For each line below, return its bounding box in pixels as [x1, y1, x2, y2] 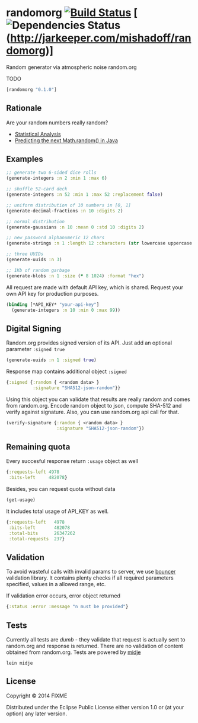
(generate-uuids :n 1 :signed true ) [6, 357, 97, 363]
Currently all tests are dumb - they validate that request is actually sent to [6, 636, 186, 643]
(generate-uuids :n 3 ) [6, 256, 62, 263]
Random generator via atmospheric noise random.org [6, 63, 138, 71]
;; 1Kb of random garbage [6, 267, 70, 273]
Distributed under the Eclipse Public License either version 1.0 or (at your [6, 703, 184, 711]
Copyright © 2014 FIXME [6, 692, 68, 699]
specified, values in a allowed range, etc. [6, 581, 106, 588]
